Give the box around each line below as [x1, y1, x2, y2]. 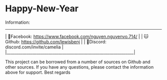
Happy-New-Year [5, 3, 79, 14]
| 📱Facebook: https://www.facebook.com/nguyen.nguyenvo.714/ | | [5, 33, 143, 40]
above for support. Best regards [5, 69, 71, 75]
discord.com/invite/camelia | [5, 44, 64, 50]
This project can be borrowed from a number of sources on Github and [5, 59, 151, 65]
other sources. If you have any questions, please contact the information [5, 64, 154, 70]
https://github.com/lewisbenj [21, 39, 81, 44]
